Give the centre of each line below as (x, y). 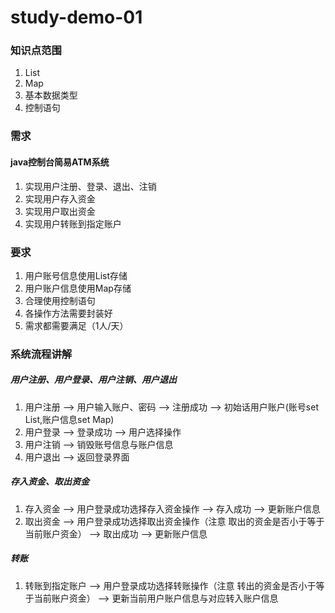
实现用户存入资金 (60, 198)
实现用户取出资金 (60, 211)
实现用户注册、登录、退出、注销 (90, 186)
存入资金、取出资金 (50, 482)
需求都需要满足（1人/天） (76, 325)
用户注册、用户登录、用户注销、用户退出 (93, 380)
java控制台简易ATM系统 (60, 162)
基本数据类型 (51, 95)
